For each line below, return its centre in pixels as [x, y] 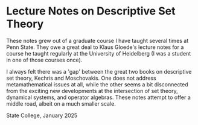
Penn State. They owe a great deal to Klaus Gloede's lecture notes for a [95, 47]
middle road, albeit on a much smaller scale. [61, 103]
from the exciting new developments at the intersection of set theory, [92, 91]
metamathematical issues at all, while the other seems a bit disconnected [97, 84]
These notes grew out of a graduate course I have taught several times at [97, 40]
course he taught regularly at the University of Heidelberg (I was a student [99, 53]
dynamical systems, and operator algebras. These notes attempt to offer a [99, 97]
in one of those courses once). [44, 60]
